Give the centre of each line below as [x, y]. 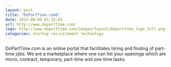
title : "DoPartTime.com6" [33, 15]
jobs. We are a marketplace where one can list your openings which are [91, 54]
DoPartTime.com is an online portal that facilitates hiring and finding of [80, 48]
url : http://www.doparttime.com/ [41, 24]
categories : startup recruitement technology [54, 34]
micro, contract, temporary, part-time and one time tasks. [66, 59]
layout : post [19, 10]
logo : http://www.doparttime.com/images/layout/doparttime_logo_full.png [86, 29]
